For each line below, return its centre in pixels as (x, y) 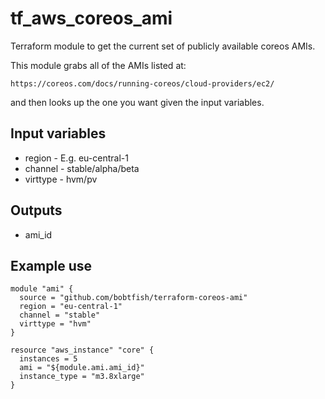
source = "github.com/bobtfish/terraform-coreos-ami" (133, 298)
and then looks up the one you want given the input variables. (137, 102)
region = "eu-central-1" (71, 307)
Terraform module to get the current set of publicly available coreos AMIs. (163, 46)
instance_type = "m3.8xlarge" (82, 377)
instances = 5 (48, 359)
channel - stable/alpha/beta (82, 168)
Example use (51, 265)
